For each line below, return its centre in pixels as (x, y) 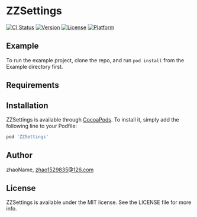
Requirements (33, 85)
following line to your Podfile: (42, 126)
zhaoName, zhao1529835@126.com (50, 170)
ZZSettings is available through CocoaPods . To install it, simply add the (93, 119)
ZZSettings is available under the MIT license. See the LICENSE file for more (99, 202)
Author (19, 155)
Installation (27, 105)
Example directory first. (35, 66)
